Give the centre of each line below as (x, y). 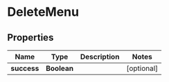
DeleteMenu (43, 12)
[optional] (142, 68)
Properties (30, 38)
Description (100, 57)
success (25, 68)
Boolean (60, 68)
